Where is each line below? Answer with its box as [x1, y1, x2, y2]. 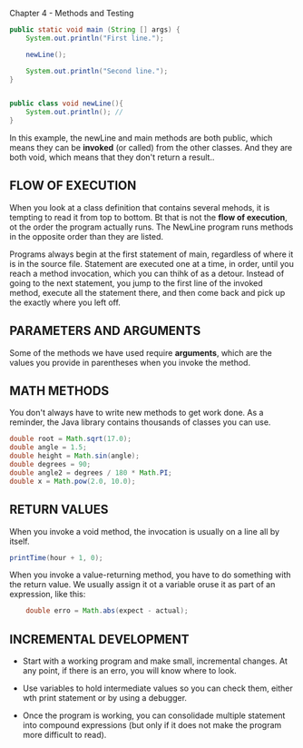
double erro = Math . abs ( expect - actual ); [25, 606, 189, 615]
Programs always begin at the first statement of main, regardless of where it [9, 249, 294, 260]
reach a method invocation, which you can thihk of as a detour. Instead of [9, 268, 285, 279]
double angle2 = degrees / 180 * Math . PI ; [9, 467, 172, 477]
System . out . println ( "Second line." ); [25, 66, 169, 75]
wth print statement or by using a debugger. [22, 693, 188, 704]
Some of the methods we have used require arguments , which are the [9, 347, 272, 358]
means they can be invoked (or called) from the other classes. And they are [9, 143, 293, 153]
